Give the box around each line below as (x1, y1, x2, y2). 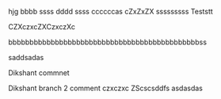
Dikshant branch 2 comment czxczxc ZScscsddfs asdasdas (8, 83, 204, 93)
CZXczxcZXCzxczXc (8, 22, 75, 31)
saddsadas (8, 53, 44, 62)
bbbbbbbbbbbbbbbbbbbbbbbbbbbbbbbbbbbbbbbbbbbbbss (8, 37, 208, 47)
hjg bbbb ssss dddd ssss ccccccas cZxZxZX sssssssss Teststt (8, 7, 214, 16)
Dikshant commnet (8, 68, 70, 78)
